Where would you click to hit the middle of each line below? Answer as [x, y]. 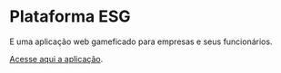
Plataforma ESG [70, 17]
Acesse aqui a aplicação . [56, 59]
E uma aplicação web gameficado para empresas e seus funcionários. [141, 41]
